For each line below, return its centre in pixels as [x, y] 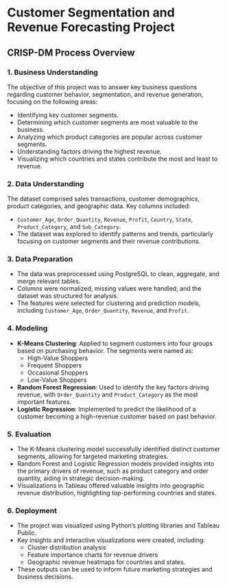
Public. [27, 533]
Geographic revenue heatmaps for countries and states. [106, 562]
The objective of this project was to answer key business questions [102, 87]
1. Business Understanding [52, 72]
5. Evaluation [29, 434]
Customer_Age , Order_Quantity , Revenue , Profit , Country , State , [105, 219]
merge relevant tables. [49, 281]
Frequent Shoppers [55, 365]
